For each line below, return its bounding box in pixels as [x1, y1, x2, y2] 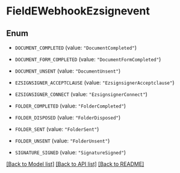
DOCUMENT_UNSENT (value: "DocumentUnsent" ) [14, 67, 121, 74]
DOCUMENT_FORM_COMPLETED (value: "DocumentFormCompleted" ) [14, 56, 161, 62]
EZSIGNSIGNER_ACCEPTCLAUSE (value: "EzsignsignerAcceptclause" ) [14, 79, 175, 86]
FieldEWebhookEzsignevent [6, 4, 151, 18]
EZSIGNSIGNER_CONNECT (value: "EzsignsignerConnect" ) [14, 91, 147, 97]
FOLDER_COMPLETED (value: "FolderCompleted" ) [14, 102, 126, 109]
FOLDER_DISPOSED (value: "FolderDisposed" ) [14, 114, 121, 121]
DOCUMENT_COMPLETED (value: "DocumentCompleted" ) [14, 44, 137, 51]
